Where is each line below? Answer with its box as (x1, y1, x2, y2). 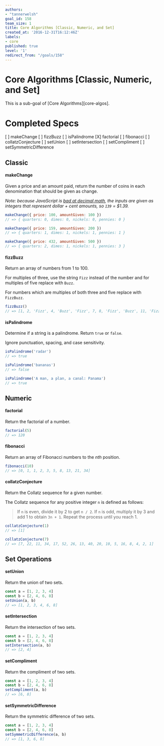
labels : (5, 35, 21, 40)
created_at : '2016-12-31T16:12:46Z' (5, 30, 80, 35)
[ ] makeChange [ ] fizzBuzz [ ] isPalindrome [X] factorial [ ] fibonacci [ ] (5, 134, 150, 140)
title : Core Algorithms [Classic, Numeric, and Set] (5, 25, 115, 30)
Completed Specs (5, 118, 79, 129)
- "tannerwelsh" (5, 12, 38, 17)
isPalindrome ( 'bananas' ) (5, 363, 56, 368)
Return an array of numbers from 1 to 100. (5, 265, 89, 271)
